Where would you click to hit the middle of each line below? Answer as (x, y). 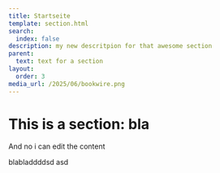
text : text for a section (60, 62)
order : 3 (30, 76)
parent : (22, 54)
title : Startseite (39, 16)
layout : (22, 69)
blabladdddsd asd (39, 162)
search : (22, 31)
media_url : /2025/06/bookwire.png (67, 84)
